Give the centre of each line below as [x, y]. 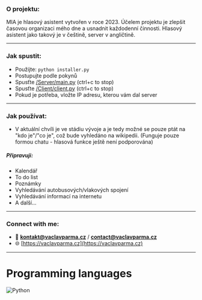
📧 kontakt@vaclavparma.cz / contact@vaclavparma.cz [86, 237]
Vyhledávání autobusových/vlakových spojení [72, 190]
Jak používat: [26, 116]
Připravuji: [20, 156]
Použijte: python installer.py [52, 69]
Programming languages [69, 274]
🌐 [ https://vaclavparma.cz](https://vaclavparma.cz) [79, 243]
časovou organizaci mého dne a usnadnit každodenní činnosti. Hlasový [94, 28]
